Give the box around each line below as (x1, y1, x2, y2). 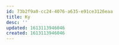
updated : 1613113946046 (6, 25, 65, 31)
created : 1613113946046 (6, 30, 65, 36)
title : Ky (6, 14, 31, 20)
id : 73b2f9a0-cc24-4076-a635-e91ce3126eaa (6, 8, 113, 15)
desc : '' (6, 19, 28, 25)
